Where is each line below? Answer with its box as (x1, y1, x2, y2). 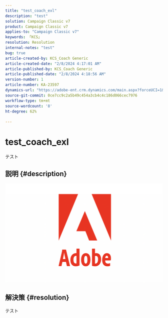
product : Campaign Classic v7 (5, 24, 68, 29)
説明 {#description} (5, 170, 67, 178)
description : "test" (5, 13, 48, 19)
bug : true (5, 50, 26, 55)
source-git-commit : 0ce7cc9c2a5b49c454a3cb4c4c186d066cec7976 (5, 93, 137, 98)
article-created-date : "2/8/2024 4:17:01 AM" (5, 61, 101, 66)
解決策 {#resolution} (5, 293, 69, 302)
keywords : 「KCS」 (5, 35, 42, 40)
